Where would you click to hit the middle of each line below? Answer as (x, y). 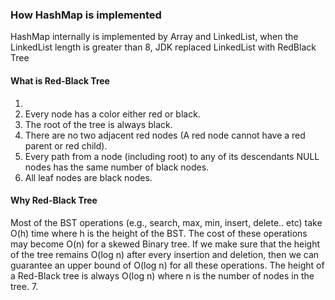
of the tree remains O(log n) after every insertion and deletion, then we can (165, 254)
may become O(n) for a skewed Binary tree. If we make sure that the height (165, 244)
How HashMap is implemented (86, 15)
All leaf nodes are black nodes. (88, 177)
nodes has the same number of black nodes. (117, 167)
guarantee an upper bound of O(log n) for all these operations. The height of (167, 265)
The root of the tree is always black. (98, 124)
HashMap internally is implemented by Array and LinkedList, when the (154, 37)
